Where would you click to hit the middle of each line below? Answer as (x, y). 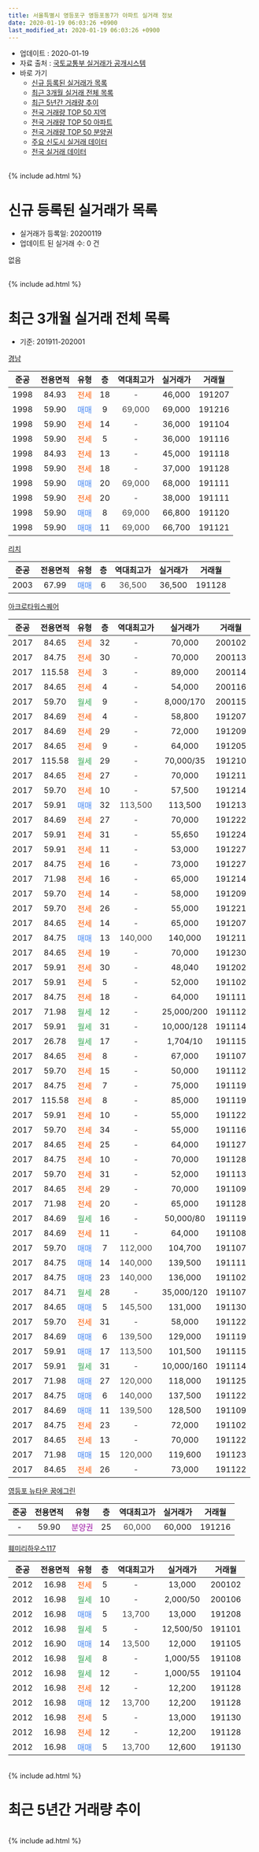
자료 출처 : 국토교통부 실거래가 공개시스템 (83, 63)
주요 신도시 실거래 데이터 (69, 142)
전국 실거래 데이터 (59, 152)
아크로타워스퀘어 (34, 606)
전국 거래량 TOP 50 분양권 (72, 132)
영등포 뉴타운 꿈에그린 (42, 1491)
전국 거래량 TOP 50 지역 (68, 113)
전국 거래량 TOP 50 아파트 (72, 122)
